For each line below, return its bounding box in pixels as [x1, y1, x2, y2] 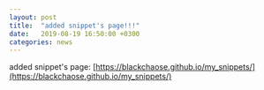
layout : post [9, 12, 57, 22]
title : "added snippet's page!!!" [9, 21, 140, 30]
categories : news [9, 37, 73, 47]
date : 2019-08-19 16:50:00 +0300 [9, 29, 140, 38]
